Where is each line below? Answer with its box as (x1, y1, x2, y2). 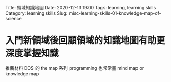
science (5, 16, 22, 21)
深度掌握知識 (5, 48, 59, 59)
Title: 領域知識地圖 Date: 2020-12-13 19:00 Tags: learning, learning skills (5, 5, 156, 10)
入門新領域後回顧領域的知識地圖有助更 (5, 35, 166, 47)
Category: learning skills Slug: (5, 10, 68, 16)
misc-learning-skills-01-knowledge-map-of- (69, 10, 161, 16)
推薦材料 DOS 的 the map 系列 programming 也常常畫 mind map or (5, 65, 144, 71)
